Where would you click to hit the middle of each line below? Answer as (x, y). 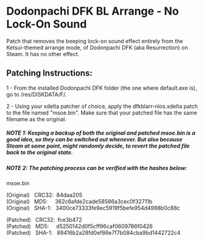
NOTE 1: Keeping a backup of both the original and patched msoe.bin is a (101, 133)
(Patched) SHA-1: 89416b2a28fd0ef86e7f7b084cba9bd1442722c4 (93, 233)
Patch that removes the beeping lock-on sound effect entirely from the (95, 41)
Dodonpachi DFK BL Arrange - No (93, 11)
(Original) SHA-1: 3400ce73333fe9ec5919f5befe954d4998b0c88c (93, 208)
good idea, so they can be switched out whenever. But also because (94, 140)
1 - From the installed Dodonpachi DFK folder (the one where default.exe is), (102, 88)
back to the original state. (40, 152)
